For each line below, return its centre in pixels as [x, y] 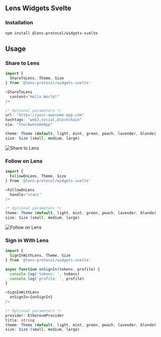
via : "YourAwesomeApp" [29, 125]
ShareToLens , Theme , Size [37, 78]
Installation [19, 23]
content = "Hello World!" [34, 97]
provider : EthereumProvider [35, 315]
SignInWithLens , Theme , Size [40, 256]
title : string [20, 320]
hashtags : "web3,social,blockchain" [44, 120]
